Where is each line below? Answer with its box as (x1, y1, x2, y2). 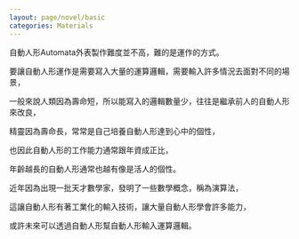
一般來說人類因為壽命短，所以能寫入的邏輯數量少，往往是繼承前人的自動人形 (9, 95, 290, 107)
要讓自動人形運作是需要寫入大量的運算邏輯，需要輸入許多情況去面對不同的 (9, 66, 282, 76)
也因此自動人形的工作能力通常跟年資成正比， (9, 144, 174, 155)
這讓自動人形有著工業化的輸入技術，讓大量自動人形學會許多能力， (9, 201, 251, 211)
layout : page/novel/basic (9, 12, 105, 22)
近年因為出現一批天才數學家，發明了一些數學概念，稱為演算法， (9, 182, 243, 193)
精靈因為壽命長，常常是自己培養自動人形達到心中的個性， (9, 125, 220, 136)
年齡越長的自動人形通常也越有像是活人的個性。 (9, 163, 181, 174)
